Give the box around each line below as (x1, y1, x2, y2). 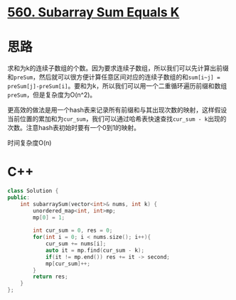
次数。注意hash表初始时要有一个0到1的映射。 (7, 124, 141, 132)
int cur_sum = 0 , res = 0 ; (33, 227, 113, 235)
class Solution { (7, 188, 59, 195)
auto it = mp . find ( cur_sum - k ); (45, 247, 144, 254)
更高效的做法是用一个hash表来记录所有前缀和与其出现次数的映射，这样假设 (7, 106, 227, 114)
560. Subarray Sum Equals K (7, 4, 180, 21)
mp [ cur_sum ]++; (45, 260, 91, 267)
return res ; (33, 273, 69, 281)
